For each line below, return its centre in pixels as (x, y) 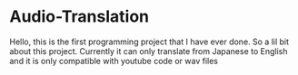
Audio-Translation (79, 17)
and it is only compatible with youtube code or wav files (114, 61)
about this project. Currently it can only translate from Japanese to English (149, 51)
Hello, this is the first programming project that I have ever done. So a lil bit (149, 42)
